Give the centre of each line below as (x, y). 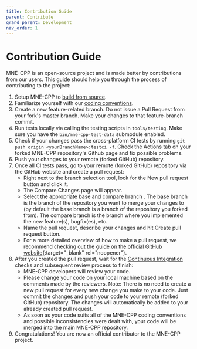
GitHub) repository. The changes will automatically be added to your (106, 303)
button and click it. (46, 184)
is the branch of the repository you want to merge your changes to (104, 203)
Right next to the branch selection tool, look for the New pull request (106, 178)
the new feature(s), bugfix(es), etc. (65, 222)
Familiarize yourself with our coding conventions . (74, 103)
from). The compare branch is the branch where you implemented (103, 215)
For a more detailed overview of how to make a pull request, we (100, 240)
